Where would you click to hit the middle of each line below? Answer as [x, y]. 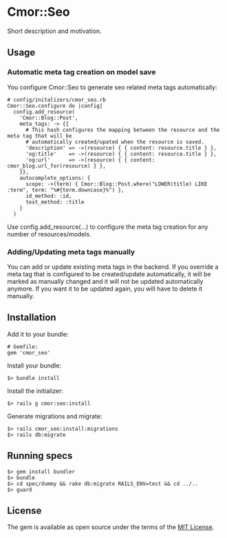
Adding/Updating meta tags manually [71, 251]
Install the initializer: [35, 391]
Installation [32, 318]
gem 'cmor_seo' [29, 352]
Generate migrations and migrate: [55, 416]
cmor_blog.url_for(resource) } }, [57, 166]
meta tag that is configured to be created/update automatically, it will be [109, 274]
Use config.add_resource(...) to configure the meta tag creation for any [108, 227]
